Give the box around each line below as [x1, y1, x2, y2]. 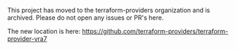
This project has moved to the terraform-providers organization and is [7, 6, 210, 14]
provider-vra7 [7, 35, 47, 43]
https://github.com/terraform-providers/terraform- [82, 27, 229, 35]
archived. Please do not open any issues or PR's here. [7, 13, 164, 22]
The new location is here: [7, 27, 81, 35]
